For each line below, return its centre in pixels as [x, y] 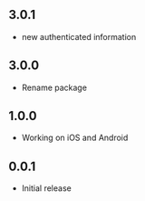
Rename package [54, 87]
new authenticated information [79, 36]
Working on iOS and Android [75, 138]
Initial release [46, 188]
